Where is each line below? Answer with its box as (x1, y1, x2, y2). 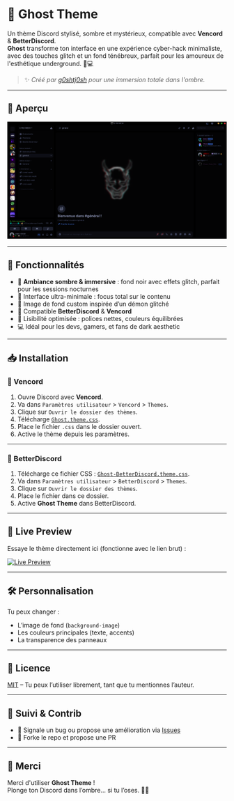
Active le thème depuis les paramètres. (17, 430, 130, 438)
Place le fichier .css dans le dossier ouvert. (17, 422, 142, 430)
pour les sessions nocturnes (17, 285, 99, 293)
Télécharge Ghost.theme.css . (17, 414, 100, 423)
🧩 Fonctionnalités (7, 259, 85, 271)
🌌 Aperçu (7, 102, 49, 114)
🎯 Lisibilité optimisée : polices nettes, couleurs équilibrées (17, 315, 184, 323)
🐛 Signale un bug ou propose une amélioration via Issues (17, 726, 181, 734)
